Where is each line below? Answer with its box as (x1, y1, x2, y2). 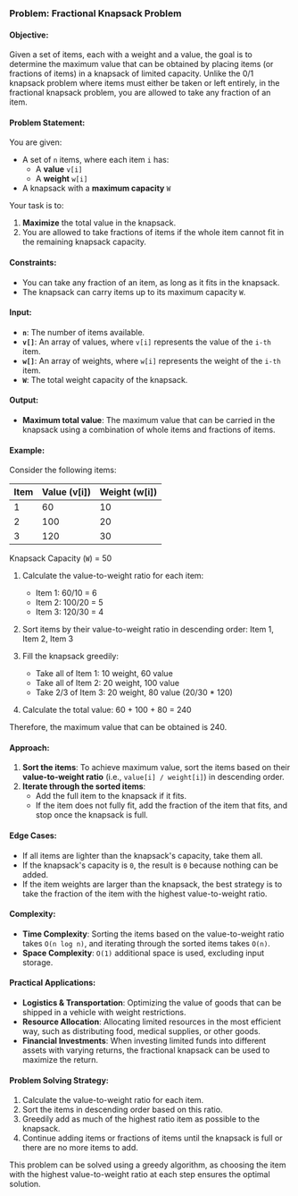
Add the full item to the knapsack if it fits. (35, 791, 187, 802)
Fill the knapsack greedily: (21, 651, 119, 662)
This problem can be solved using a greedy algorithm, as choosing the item (9, 1159, 286, 1170)
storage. (21, 956, 54, 968)
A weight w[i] (35, 174, 88, 184)
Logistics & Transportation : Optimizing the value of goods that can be (21, 997, 282, 1008)
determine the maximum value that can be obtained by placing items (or (9, 59, 274, 70)
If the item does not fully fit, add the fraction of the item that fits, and (35, 800, 288, 811)
